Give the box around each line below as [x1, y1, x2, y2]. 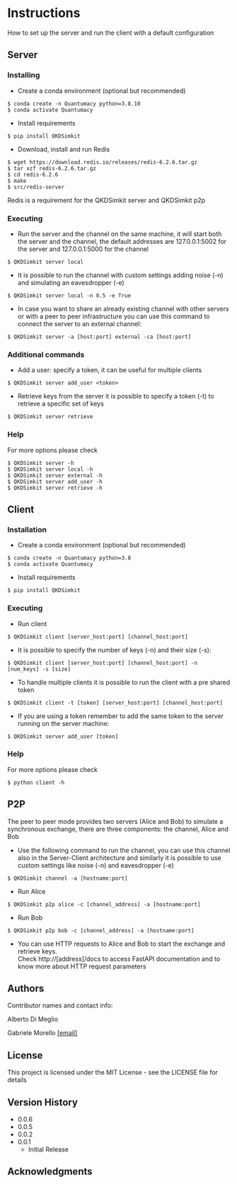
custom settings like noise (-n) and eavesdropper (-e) [17, 861, 175, 869]
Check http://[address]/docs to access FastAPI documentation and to [17, 954, 221, 963]
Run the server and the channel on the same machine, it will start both [17, 229, 222, 238]
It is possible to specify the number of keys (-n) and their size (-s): [17, 645, 212, 654]
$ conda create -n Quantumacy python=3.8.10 [7, 100, 141, 107]
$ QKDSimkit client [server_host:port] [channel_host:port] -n [7, 659, 198, 666]
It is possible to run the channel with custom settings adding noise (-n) [17, 271, 224, 279]
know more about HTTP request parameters [17, 962, 146, 971]
